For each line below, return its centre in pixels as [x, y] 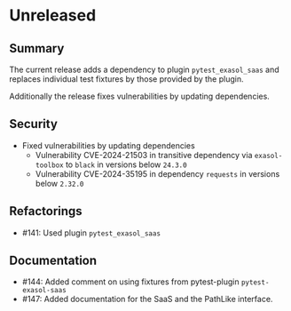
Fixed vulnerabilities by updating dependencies [108, 145]
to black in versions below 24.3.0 [126, 164]
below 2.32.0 [59, 183]
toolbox [49, 165]
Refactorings [46, 211]
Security [33, 124]
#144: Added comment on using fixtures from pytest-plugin [130, 282]
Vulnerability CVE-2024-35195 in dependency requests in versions [157, 173]
